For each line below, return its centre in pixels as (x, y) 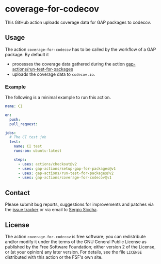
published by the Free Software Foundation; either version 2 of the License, (80, 247)
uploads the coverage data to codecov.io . (54, 74)
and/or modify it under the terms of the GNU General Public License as (76, 242)
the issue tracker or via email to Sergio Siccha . (51, 210)
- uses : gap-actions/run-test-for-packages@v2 (66, 173)
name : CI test (28, 147)
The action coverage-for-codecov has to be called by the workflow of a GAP (80, 49)
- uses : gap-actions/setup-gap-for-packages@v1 (67, 168)
